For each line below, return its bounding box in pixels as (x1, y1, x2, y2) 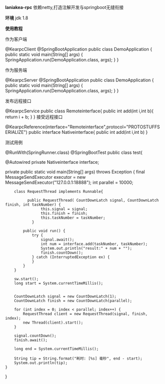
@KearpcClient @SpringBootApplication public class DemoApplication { (5, 46, 153, 52)
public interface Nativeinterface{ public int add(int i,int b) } (28, 129, 148, 135)
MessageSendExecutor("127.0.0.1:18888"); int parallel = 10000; (5, 179, 134, 185)
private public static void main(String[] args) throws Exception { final (5, 169, 145, 175)
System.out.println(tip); (14, 361, 68, 366)
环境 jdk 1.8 (5, 15, 28, 21)
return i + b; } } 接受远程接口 (5, 114, 63, 120)
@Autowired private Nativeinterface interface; (5, 159, 99, 165)
